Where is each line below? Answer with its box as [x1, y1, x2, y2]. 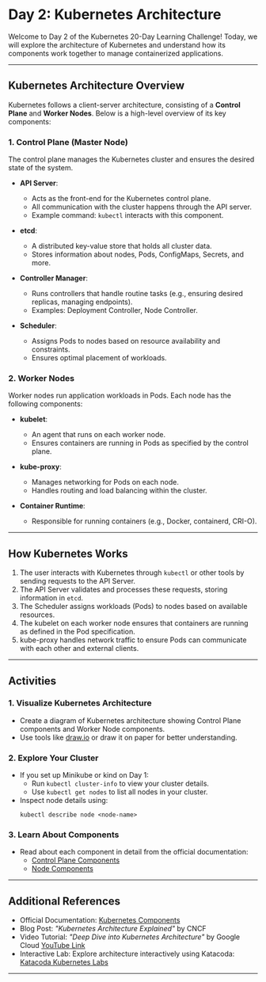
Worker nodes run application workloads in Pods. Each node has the [8, 390, 232, 401]
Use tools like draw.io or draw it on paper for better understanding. [19, 733, 237, 742]
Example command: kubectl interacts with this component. [31, 211, 224, 220]
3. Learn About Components [8, 829, 120, 840]
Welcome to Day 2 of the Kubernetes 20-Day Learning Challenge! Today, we [8, 32, 258, 41]
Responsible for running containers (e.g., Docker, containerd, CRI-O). [31, 516, 257, 526]
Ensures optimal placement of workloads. [31, 353, 168, 363]
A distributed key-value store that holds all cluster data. [31, 242, 212, 251]
